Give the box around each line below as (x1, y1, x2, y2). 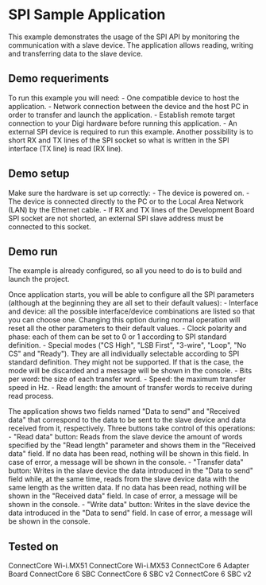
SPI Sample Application (8, 6, 166, 24)
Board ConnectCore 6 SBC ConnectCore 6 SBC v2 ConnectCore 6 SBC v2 (8, 569, 252, 579)
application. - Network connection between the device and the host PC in (8, 101, 249, 111)
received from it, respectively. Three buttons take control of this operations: (8, 423, 256, 433)
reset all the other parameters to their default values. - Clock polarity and (8, 324, 248, 333)
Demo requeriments (8, 72, 110, 85)
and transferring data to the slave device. (8, 49, 143, 58)
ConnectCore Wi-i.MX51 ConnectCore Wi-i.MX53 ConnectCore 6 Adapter (8, 561, 250, 571)
